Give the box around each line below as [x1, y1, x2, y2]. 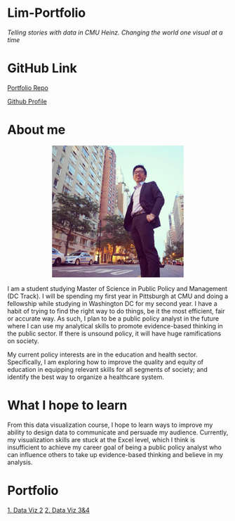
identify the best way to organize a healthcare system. [7, 373, 165, 381]
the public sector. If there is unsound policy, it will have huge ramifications [7, 329, 222, 337]
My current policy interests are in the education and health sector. [7, 350, 198, 359]
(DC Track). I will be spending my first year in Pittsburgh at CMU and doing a [7, 292, 229, 300]
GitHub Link [7, 60, 77, 77]
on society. [7, 336, 40, 345]
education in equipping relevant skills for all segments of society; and [7, 365, 208, 373]
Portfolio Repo [7, 83, 49, 92]
